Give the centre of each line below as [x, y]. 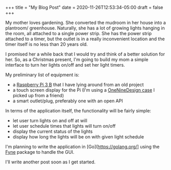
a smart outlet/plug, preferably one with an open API [68, 101]
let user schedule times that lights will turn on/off [64, 126]
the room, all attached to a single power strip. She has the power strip [79, 33]
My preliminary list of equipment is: [42, 75]
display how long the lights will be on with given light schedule [78, 137]
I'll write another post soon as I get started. [51, 162]
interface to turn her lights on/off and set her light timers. [65, 65]
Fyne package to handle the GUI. [40, 152]
